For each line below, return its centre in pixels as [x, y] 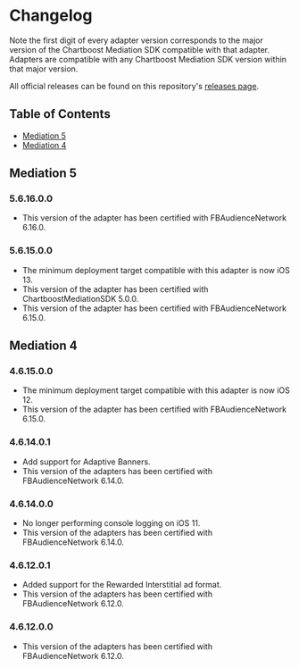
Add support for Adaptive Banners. [86, 462]
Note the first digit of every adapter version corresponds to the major [136, 40]
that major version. [44, 69]
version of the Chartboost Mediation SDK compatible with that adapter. [140, 49]
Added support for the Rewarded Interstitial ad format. [122, 585]
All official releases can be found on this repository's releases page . [134, 86]
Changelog [51, 16]
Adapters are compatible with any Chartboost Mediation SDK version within [148, 59]
